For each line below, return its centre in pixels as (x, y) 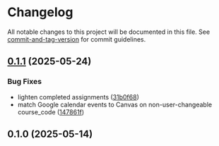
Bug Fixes (25, 82)
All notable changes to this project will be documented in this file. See (109, 32)
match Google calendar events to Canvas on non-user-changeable (115, 104)
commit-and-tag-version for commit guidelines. (77, 39)
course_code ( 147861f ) (51, 112)
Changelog (40, 12)
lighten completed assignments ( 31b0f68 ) (78, 97)
